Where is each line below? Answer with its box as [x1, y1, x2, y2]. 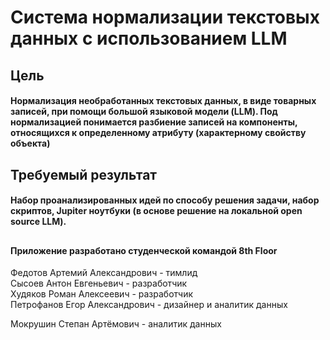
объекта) [10, 137, 51, 150]
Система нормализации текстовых [10, 6, 320, 29]
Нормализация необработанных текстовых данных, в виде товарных [10, 95, 317, 107]
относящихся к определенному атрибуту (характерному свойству [10, 127, 307, 139]
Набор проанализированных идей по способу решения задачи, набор [10, 194, 320, 206]
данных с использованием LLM [10, 27, 288, 50]
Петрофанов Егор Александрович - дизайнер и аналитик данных [10, 299, 288, 311]
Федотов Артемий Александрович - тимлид [10, 267, 198, 279]
